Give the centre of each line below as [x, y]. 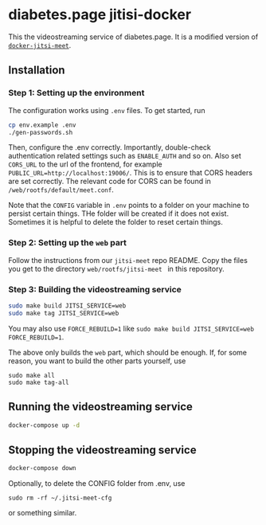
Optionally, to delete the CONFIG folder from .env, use [97, 484]
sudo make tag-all [39, 382]
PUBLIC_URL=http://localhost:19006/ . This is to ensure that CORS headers [131, 173]
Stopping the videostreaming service [102, 450]
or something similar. [43, 513]
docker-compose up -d [44, 425]
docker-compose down [43, 468]
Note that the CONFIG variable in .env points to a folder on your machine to [129, 206]
